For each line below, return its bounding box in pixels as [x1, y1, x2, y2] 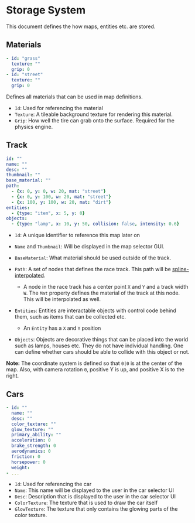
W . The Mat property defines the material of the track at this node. [23, 289, 180, 296]
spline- [172, 266, 189, 273]
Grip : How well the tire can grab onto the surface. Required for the [14, 117, 175, 124]
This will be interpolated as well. [23, 296, 101, 303]
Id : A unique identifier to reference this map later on [14, 232, 141, 239]
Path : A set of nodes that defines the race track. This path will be [14, 266, 171, 273]
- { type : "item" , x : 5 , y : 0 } [11, 210, 85, 216]
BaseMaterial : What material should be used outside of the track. [14, 254, 172, 261]
